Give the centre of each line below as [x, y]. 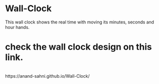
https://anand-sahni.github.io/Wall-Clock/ [47, 76]
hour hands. [17, 27]
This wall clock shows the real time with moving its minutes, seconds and [80, 22]
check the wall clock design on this [79, 47]
